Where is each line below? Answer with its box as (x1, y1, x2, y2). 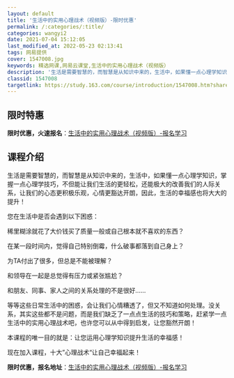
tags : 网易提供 (7, 50, 47, 56)
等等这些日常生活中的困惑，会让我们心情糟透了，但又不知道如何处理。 (7, 301, 209, 309)
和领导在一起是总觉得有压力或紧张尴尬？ (7, 271, 123, 280)
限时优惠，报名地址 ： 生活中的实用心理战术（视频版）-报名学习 (7, 363, 187, 371)
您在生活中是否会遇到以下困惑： (7, 212, 99, 220)
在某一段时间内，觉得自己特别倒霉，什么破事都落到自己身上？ (7, 241, 185, 250)
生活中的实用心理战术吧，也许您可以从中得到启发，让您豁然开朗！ (7, 318, 196, 326)
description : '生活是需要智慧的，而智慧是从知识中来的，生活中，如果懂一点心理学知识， (7, 68, 233, 75)
